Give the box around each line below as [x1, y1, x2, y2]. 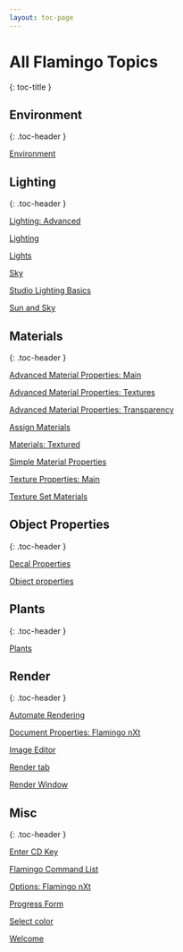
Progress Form [9, 898, 64, 910]
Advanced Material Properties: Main [9, 369, 142, 380]
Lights [9, 250, 33, 261]
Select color [9, 916, 54, 927]
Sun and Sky [9, 302, 56, 314]
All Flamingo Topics [9, 51, 159, 72]
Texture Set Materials [9, 491, 87, 502]
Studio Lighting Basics [9, 285, 92, 296]
